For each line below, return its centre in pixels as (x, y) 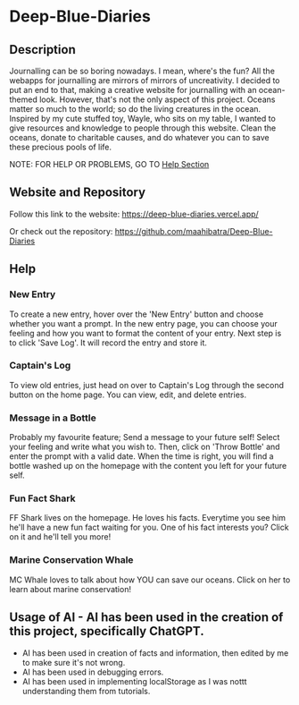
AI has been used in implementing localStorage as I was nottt (134, 681)
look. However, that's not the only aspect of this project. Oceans (157, 99)
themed (24, 99)
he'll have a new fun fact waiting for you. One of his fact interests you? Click (149, 527)
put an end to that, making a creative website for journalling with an (133, 90)
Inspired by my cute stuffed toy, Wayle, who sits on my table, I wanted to (143, 119)
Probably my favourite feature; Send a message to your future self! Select (145, 437)
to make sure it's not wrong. (74, 662)
